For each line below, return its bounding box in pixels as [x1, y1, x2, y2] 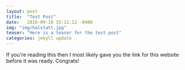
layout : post [6, 8, 38, 14]
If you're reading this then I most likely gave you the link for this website [6, 51, 180, 58]
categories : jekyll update [6, 35, 72, 41]
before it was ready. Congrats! [6, 57, 80, 64]
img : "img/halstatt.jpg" [6, 24, 67, 31]
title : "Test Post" [6, 14, 57, 20]
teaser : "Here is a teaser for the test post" [6, 30, 122, 36]
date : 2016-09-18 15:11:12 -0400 [6, 19, 93, 25]
